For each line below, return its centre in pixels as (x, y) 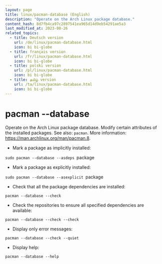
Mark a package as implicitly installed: (52, 148)
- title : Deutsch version (37, 38)
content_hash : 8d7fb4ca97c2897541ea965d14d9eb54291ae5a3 (66, 24)
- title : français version (38, 52)
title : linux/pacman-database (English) (48, 15)
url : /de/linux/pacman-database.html (53, 43)
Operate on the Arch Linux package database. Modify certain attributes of (81, 128)
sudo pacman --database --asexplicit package (54, 177)
